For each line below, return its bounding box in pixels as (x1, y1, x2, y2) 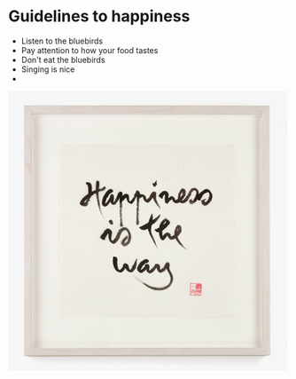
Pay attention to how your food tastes (20, 44, 159, 55)
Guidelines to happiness (8, 6, 191, 27)
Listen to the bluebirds (20, 36, 104, 46)
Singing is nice (20, 64, 75, 75)
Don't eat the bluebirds (20, 54, 105, 65)
